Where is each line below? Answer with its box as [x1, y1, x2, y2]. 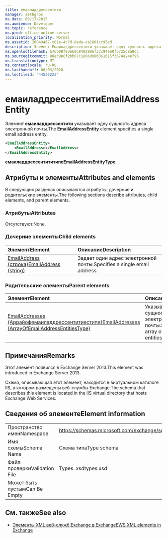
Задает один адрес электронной [78, 254, 157, 261]
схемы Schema [7, 444, 43, 451]
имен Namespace [7, 430, 49, 437]
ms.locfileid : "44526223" [5, 72, 59, 77]
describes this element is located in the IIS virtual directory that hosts [5, 390, 147, 396]
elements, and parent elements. [5, 197, 70, 203]
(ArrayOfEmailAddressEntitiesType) [7, 325, 91, 332]
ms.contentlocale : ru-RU [5, 63, 57, 68]
